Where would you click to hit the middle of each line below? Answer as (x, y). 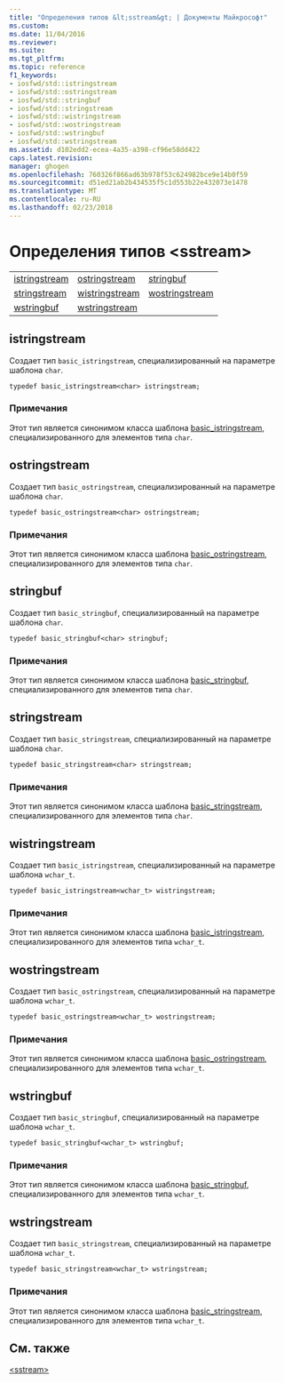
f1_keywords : (33, 76)
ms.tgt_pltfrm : (37, 59)
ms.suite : (28, 51)
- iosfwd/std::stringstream (61, 108)
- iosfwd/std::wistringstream (65, 116)
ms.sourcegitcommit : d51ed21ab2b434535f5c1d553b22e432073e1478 (129, 183)
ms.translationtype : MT (53, 191)
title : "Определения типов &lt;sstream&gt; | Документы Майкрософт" (138, 17)
